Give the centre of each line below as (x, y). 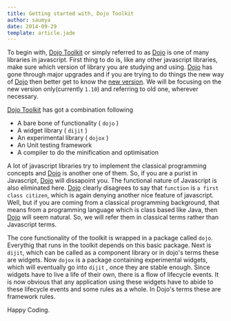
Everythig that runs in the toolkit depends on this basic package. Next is (109, 245)
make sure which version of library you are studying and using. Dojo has (110, 67)
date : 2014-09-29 (32, 26)
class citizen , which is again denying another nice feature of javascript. (110, 195)
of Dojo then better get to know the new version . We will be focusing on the (114, 82)
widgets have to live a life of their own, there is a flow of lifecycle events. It (113, 275)
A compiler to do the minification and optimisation (88, 153)
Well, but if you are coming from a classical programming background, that (113, 203)
